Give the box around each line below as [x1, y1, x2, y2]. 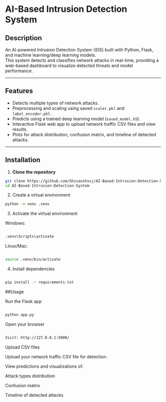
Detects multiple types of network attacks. [12, 100, 99, 106]
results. [12, 126, 28, 132]
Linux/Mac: [5, 243, 28, 249]
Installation [5, 156, 41, 164]
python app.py [5, 312, 35, 317]
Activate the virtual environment [12, 210, 78, 216]
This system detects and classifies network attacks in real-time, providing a [5, 57, 159, 63]
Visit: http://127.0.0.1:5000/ [5, 335, 70, 340]
